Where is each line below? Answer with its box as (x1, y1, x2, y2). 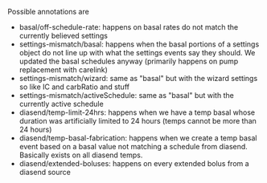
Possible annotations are (7, 7, 89, 16)
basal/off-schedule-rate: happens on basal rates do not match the (18, 22, 239, 31)
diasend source (18, 168, 72, 177)
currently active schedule (18, 100, 104, 108)
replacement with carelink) (18, 65, 108, 75)
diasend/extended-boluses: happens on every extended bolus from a (18, 159, 250, 168)
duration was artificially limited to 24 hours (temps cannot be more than (18, 116, 257, 125)
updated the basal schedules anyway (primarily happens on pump (18, 56, 239, 66)
